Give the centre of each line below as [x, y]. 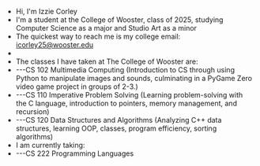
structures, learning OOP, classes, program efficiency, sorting [116, 128]
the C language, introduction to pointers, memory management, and [126, 103]
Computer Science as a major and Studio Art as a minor [106, 28]
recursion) [32, 112]
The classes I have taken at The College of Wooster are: [107, 61]
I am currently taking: [50, 145]
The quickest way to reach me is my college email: [98, 36]
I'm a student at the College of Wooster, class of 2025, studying [119, 20]
